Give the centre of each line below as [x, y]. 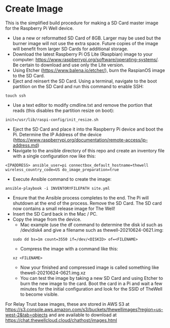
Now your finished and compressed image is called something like [90, 267]
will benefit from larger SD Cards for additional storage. [70, 49]
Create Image [34, 9]
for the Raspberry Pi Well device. [40, 28]
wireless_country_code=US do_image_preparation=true [62, 170]
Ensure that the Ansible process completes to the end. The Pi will [80, 197]
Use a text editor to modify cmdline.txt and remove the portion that [82, 105]
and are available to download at [83, 315]
